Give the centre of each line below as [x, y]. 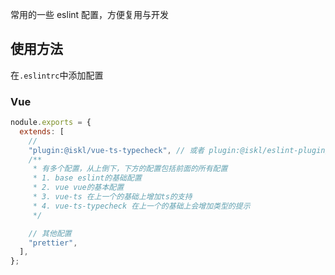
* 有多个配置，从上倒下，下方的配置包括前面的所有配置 [130, 169]
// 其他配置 [50, 233]
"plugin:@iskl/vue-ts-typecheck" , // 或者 [116, 150]
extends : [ [42, 131]
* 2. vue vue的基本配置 [78, 188]
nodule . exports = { [51, 123]
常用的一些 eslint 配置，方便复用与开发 [90, 14]
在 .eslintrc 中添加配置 [57, 75]
